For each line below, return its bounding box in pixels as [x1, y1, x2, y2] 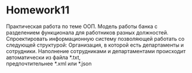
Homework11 [6, 4, 70, 17]
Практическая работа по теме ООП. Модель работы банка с [6, 23, 158, 30]
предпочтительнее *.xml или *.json [6, 60, 92, 67]
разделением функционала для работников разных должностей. [6, 29, 169, 36]
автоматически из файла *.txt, [6, 54, 81, 61]
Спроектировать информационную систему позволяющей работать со [6, 35, 185, 42]
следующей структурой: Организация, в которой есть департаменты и [6, 41, 184, 48]
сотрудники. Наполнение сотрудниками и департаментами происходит [6, 47, 186, 54]
